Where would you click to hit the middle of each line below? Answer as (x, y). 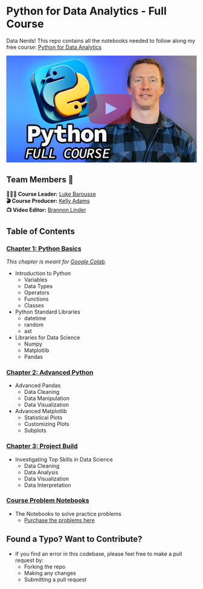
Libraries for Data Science (47, 337)
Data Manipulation (47, 398)
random (34, 324)
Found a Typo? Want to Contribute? (74, 539)
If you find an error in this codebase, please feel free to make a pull (98, 553)
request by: (29, 560)
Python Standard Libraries (47, 312)
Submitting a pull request (55, 579)
